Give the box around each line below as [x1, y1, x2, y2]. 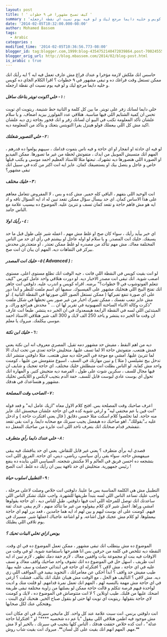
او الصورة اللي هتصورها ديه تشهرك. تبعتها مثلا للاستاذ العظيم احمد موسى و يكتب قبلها [5, 156, 162, 162]
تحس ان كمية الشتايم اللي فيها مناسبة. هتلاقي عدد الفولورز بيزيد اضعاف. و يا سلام [5, 111, 156, 117]
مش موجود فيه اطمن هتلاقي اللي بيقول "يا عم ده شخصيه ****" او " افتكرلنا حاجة [5, 615, 156, 621]
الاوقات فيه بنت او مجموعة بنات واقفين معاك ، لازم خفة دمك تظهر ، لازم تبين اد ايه [5, 553, 157, 559]
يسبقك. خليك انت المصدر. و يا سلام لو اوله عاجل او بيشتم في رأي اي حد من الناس [5, 236, 156, 242]
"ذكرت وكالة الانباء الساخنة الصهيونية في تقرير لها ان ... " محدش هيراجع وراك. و [5, 302, 152, 308]
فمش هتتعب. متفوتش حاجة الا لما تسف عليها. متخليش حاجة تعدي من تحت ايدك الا [5, 347, 157, 353]
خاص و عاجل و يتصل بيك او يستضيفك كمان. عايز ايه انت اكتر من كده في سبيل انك [5, 162, 156, 168]
